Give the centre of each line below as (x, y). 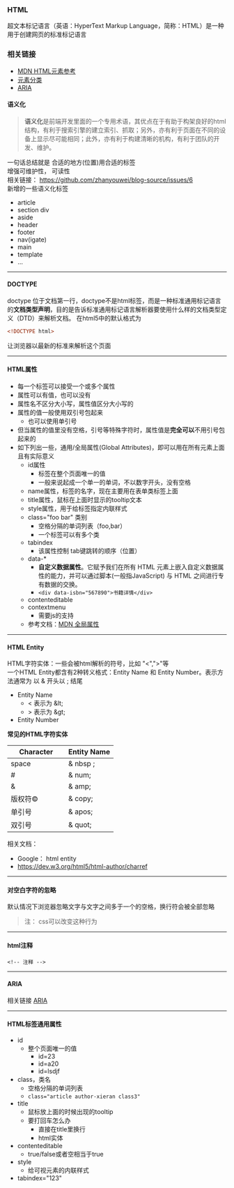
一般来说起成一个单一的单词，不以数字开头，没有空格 (115, 483)
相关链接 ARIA (28, 1000)
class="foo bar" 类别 (57, 518)
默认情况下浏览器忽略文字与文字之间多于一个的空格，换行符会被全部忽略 (111, 907)
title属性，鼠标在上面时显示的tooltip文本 (85, 500)
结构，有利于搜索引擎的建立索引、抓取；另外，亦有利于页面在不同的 (122, 130)
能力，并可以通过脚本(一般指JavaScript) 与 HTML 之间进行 (134, 576)
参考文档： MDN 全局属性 (63, 624)
